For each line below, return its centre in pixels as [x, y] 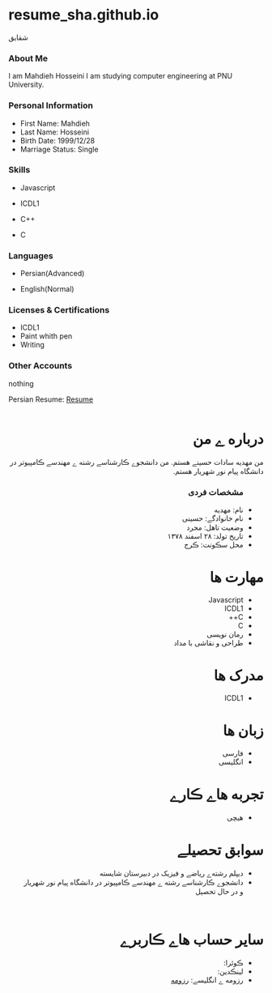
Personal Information [51, 105]
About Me [28, 58]
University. [26, 85]
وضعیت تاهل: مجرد [215, 527]
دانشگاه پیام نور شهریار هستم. [218, 471]
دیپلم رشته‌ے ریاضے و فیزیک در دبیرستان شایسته [171, 873]
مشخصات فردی [215, 492]
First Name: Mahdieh [55, 123]
